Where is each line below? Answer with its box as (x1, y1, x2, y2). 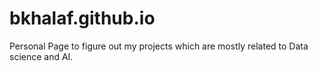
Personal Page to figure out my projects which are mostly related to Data (9, 40, 309, 52)
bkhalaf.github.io (9, 7, 156, 30)
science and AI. (9, 50, 74, 62)
